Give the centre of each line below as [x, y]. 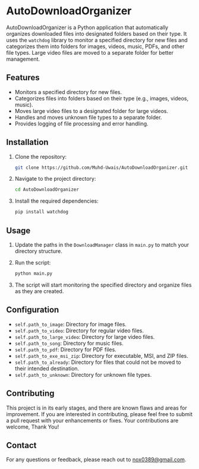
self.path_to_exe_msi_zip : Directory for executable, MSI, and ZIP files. [101, 355]
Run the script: [33, 262]
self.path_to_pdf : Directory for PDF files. [66, 350]
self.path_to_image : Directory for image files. [70, 324]
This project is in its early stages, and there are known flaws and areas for [97, 408]
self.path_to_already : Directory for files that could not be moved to [98, 362]
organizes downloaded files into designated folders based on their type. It [97, 33]
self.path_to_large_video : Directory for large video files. [85, 336]
